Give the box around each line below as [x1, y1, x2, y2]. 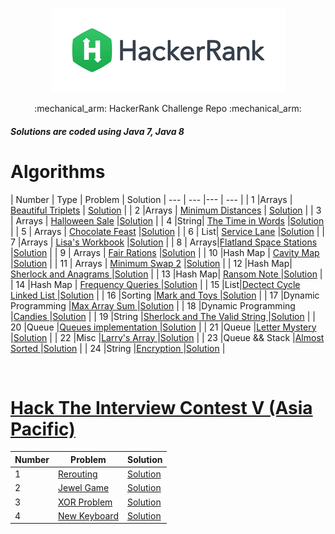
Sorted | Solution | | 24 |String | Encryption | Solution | [10, 342, 226, 354]
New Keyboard [58, 509, 119, 522]
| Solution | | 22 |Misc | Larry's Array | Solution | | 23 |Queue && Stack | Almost [10, 331, 325, 343]
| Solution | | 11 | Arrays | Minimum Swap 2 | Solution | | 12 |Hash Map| [10, 257, 293, 269]
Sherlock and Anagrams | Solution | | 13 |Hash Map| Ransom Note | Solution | [10, 268, 323, 280]
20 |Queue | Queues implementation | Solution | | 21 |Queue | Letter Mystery [10, 321, 317, 333]
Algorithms [10, 160, 106, 183]
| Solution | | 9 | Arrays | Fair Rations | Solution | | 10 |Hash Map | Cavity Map [10, 246, 320, 258]
